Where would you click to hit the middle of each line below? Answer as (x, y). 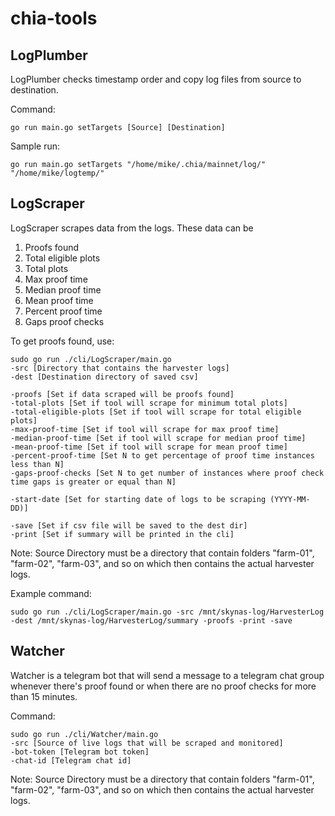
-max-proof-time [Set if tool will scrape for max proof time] (145, 429)
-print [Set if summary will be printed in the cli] (122, 534)
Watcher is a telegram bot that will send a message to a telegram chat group (167, 675)
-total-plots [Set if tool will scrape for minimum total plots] (149, 403)
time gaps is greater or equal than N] (93, 482)
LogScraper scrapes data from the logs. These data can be (132, 228)
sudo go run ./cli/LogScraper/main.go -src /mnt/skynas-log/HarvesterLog (167, 612)
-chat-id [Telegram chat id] (71, 760)
